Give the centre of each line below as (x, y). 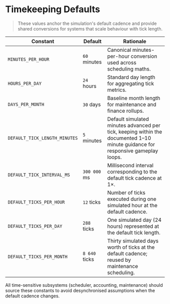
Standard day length (131, 77)
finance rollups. (125, 111)
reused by (119, 260)
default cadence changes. (32, 296)
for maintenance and (132, 104)
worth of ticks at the (131, 247)
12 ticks (92, 202)
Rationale (135, 41)
